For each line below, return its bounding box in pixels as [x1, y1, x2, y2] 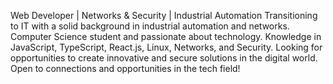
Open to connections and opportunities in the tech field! [10, 63, 241, 74]
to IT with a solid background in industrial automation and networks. [10, 20, 290, 32]
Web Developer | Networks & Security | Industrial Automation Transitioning [10, 10, 318, 21]
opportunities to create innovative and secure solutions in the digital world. [10, 52, 318, 64]
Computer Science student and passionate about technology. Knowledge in [10, 31, 322, 42]
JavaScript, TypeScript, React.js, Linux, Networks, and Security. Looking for [10, 41, 323, 53]
